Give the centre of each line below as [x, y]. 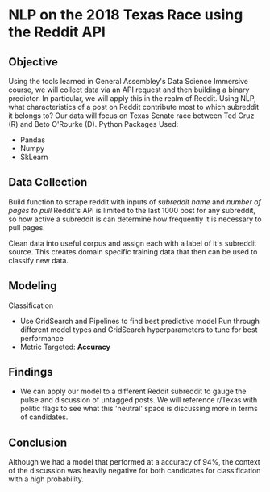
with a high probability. [46, 479]
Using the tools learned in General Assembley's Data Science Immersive [128, 81]
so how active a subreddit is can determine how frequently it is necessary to [135, 219]
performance [42, 338]
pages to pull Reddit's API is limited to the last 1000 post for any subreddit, [132, 210]
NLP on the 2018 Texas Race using [126, 15]
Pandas [33, 140]
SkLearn [34, 157]
